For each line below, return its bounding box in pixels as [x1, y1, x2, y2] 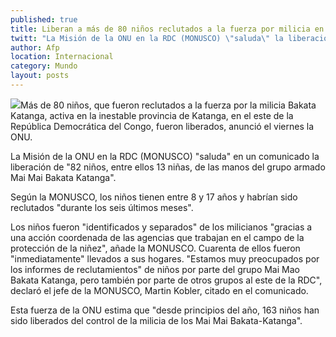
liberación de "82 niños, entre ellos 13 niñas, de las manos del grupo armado [10, 161, 326, 173]
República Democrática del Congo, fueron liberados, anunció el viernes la [10, 120, 315, 132]
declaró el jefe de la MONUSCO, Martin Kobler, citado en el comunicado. [10, 284, 309, 296]
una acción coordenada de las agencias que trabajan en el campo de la [10, 231, 305, 243]
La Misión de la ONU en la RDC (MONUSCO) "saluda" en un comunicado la [10, 150, 320, 162]
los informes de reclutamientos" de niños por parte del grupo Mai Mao [10, 263, 300, 275]
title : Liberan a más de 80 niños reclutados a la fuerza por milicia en [10, 24, 325, 34]
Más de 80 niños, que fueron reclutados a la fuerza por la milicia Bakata [20, 99, 317, 111]
